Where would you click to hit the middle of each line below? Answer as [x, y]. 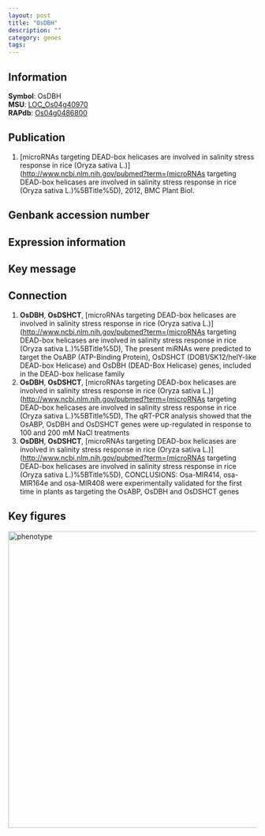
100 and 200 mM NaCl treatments [75, 433]
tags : [17, 45]
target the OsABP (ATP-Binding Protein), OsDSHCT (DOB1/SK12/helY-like [138, 357]
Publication [37, 138]
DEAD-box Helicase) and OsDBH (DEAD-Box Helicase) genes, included [135, 365]
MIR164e [34, 482]
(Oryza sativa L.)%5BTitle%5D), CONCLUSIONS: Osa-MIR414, [121, 475]
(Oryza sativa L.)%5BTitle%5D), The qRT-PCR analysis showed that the [136, 415]
